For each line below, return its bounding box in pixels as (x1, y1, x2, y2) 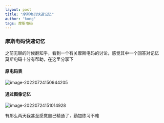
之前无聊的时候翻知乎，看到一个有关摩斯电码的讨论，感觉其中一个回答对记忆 (5, 50, 159, 56)
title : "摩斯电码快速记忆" (5, 12, 54, 17)
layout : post (5, 7, 32, 12)
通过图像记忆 (5, 91, 31, 97)
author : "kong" (5, 16, 36, 21)
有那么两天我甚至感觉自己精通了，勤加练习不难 (5, 112, 99, 118)
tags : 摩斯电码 (5, 21, 33, 26)
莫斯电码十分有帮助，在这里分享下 (5, 56, 74, 62)
